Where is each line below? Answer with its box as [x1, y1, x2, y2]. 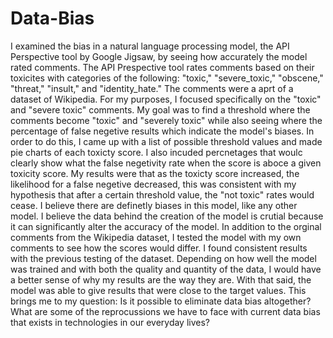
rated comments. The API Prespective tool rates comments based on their [10, 61, 315, 73]
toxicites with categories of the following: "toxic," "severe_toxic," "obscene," [10, 72, 324, 84]
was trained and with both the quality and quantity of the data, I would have [10, 263, 322, 275]
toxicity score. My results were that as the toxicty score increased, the [10, 167, 300, 179]
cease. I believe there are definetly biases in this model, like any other [10, 199, 298, 211]
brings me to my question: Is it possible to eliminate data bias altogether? [10, 295, 312, 307]
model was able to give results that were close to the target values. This [10, 284, 307, 296]
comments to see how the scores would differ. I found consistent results [10, 242, 308, 254]
